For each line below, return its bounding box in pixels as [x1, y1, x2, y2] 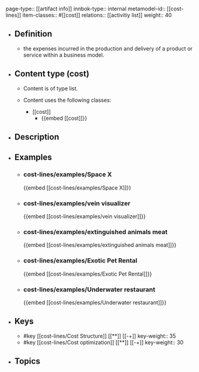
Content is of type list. [23, 84, 79, 92]
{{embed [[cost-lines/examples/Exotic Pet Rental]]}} [23, 270, 152, 277]
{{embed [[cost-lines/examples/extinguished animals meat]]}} [23, 241, 177, 249]
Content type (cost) [14, 69, 89, 79]
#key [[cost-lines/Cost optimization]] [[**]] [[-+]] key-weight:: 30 [23, 338, 184, 346]
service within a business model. [23, 51, 104, 58]
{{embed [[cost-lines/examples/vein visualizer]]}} [23, 213, 146, 220]
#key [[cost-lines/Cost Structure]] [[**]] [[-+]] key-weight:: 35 [23, 332, 176, 339]
